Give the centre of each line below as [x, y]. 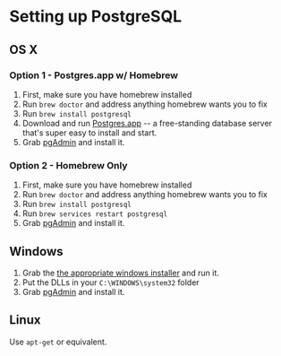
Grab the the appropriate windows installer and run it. [120, 273]
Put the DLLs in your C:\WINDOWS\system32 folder [111, 282]
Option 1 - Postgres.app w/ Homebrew [94, 75]
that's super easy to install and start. [89, 133]
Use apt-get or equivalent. [58, 342]
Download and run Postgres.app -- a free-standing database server [147, 123]
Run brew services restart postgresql [95, 213]
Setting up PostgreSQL [96, 17]
